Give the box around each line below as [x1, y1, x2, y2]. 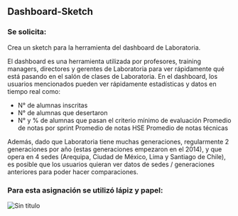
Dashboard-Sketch [7, 6, 94, 18]
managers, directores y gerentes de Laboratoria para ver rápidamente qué [7, 64, 225, 73]
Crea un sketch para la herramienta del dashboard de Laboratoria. [7, 43, 201, 52]
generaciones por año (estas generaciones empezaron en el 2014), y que [7, 145, 222, 153]
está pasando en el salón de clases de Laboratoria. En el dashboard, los [7, 72, 218, 80]
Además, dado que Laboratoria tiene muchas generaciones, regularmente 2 [7, 137, 229, 146]
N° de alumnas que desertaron [17, 108, 108, 117]
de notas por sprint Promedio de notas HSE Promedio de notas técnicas [17, 124, 229, 132]
